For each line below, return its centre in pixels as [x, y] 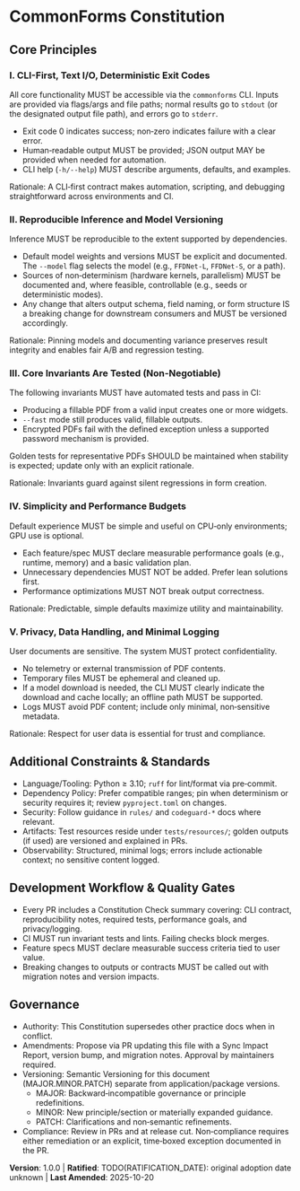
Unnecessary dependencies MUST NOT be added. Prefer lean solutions [155, 572]
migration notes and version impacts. [90, 976]
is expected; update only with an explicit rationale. [102, 466]
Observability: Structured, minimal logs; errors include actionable [142, 850]
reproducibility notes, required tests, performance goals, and [135, 919]
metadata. [41, 716]
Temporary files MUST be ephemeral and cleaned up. [121, 679]
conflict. [38, 1036]
